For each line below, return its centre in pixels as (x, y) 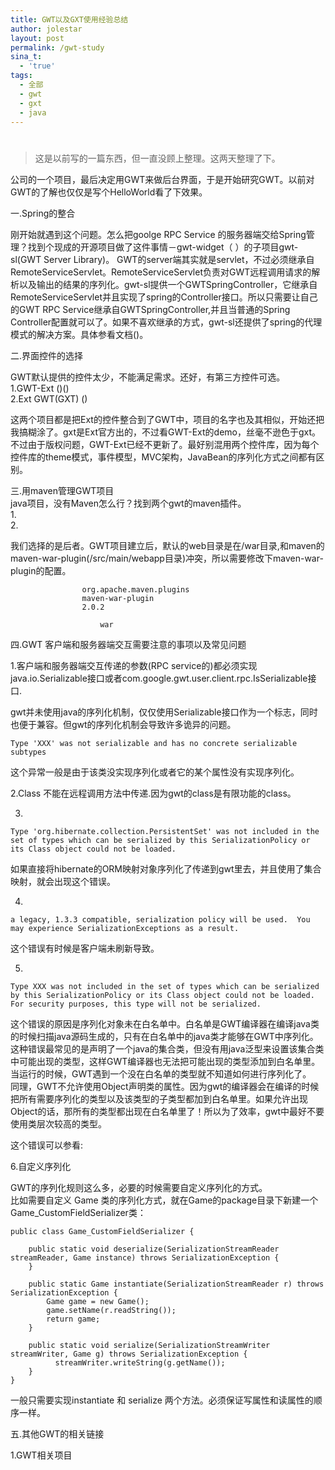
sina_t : (26, 57)
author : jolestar (46, 29)
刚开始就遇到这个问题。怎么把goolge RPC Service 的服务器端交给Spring (158, 234)
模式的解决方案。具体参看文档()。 (79, 334)
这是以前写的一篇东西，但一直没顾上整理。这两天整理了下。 (157, 158)
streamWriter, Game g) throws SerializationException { (129, 1354)
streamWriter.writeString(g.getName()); (140, 1362)
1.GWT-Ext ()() (40, 388)
